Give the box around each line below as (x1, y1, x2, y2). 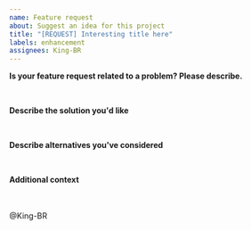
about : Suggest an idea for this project (9, 21, 166, 30)
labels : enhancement (9, 37, 86, 47)
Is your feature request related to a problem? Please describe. (9, 70, 243, 81)
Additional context (9, 175, 80, 185)
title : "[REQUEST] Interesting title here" (9, 29, 174, 38)
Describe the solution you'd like (9, 105, 129, 116)
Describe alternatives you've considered (9, 140, 164, 151)
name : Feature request (9, 12, 93, 22)
